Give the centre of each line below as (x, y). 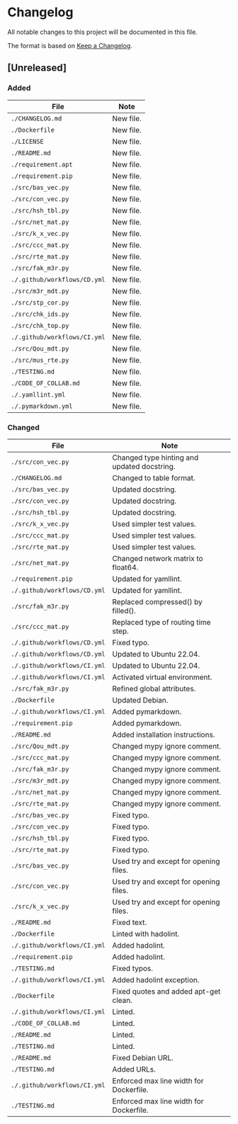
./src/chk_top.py (40, 325)
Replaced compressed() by (158, 601)
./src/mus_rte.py (40, 360)
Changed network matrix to (158, 558)
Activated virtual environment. (162, 677)
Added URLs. (134, 1069)
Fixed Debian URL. (143, 1057)
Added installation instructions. (164, 734)
